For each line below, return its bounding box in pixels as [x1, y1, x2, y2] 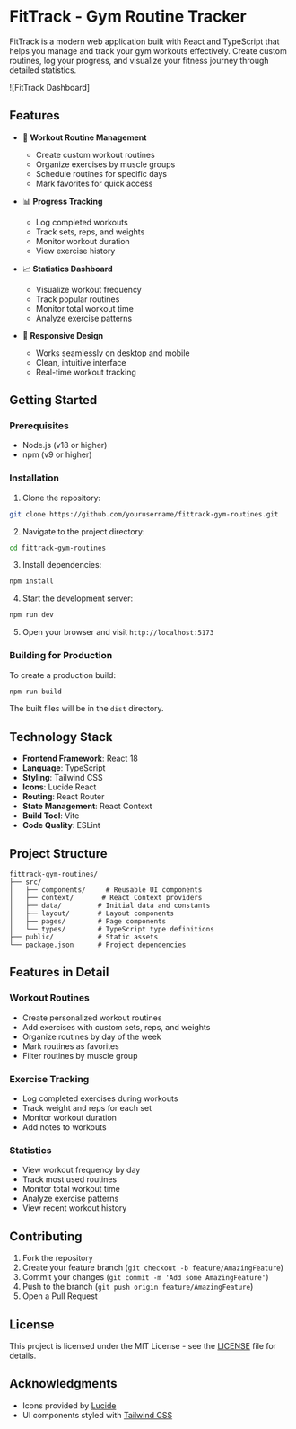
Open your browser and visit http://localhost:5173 [22, 627, 214, 638]
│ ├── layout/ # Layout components [9, 909, 175, 918]
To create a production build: [9, 669, 117, 680]
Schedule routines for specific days [35, 168, 168, 179]
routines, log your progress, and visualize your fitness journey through [9, 55, 269, 66]
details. [9, 1350, 37, 1361]
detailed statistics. [9, 65, 77, 75]
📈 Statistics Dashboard [22, 263, 114, 274]
